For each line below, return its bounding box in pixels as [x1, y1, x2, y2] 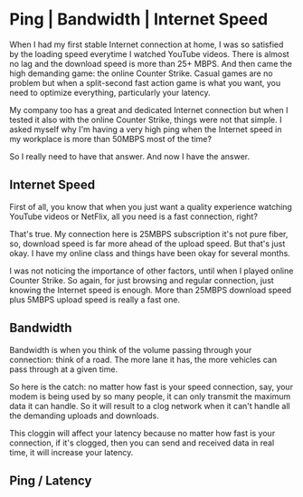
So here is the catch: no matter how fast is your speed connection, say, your [9, 381, 294, 392]
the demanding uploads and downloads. [9, 410, 160, 421]
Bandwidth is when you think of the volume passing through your [9, 344, 252, 355]
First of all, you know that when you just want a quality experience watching [9, 201, 292, 212]
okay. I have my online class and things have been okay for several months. [9, 247, 291, 258]
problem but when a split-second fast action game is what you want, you [9, 77, 281, 88]
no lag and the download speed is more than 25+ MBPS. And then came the [9, 58, 292, 69]
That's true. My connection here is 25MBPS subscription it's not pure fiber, [9, 228, 289, 239]
